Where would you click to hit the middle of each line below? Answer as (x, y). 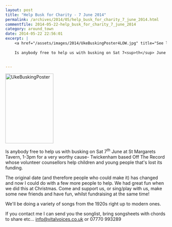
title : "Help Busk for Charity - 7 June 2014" (56, 15)
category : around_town (29, 29)
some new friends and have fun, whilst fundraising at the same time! (78, 194)
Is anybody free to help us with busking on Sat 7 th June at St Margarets (81, 151)
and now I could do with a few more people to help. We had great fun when (85, 183)
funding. (14, 168)
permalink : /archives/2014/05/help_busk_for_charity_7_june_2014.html (82, 19)
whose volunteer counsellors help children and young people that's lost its (84, 162)
